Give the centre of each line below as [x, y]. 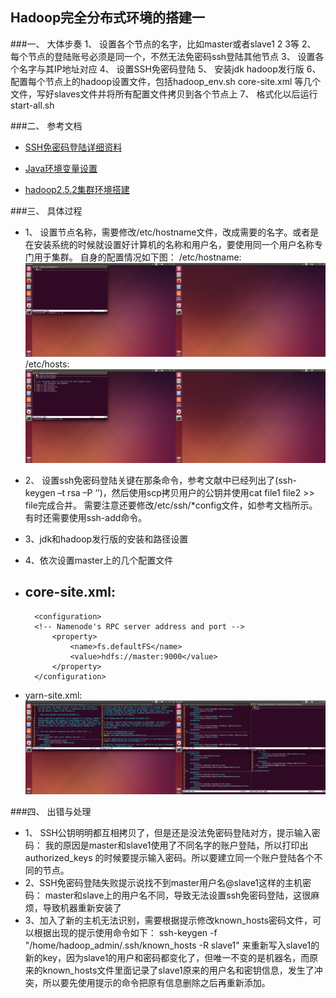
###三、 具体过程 [46, 210]
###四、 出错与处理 [51, 811]
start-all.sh [32, 105]
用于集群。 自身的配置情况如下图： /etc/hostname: [137, 257]
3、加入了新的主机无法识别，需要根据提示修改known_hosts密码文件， [168, 920]
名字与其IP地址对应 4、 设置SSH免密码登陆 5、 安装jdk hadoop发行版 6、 [170, 69]
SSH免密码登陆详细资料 [73, 147]
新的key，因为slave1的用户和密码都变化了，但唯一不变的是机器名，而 [167, 957]
